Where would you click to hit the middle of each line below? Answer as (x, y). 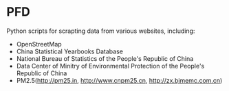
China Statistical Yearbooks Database (69, 51)
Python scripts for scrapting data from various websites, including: (101, 31)
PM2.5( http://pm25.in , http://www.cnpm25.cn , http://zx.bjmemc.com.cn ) (119, 80)
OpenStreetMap (39, 44)
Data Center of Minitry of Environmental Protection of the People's (110, 66)
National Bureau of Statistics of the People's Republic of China (105, 58)
